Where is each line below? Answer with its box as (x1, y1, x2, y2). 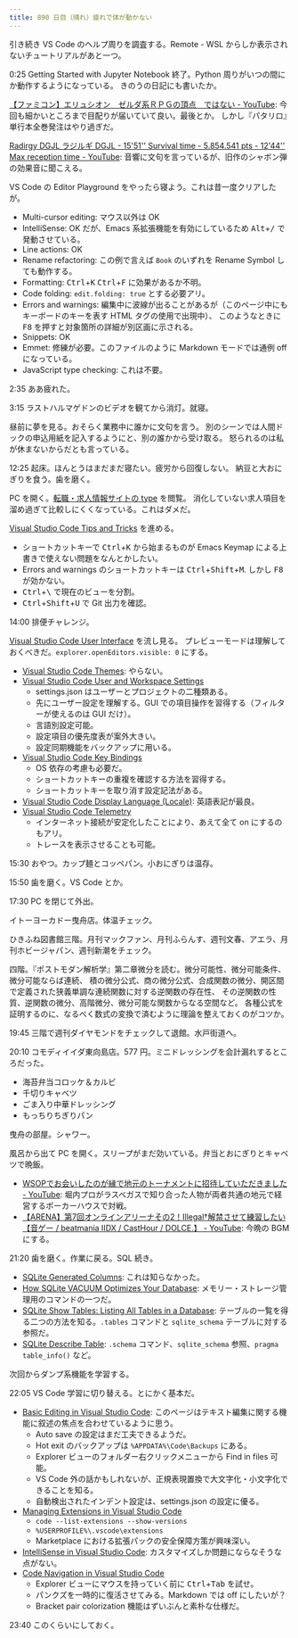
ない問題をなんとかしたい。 (60, 552, 163, 563)
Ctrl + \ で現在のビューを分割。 (21, 586, 140, 597)
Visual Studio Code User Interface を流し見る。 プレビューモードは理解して (9, 635, 286, 646)
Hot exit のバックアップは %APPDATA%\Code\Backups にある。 (35, 1440, 252, 1451)
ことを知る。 (51, 1485, 99, 1495)
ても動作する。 (21, 265, 77, 277)
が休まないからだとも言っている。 (9, 443, 134, 454)
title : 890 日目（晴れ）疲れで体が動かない (9, 12, 153, 22)
